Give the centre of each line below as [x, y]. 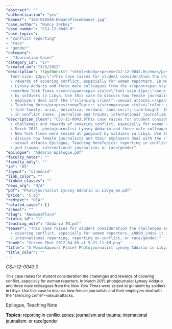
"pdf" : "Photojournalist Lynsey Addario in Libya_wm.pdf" [69, 191]
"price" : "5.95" [23, 195]
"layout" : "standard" [29, 172]
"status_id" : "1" [24, 219]
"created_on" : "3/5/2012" [33, 67]
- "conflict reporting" [31, 39]
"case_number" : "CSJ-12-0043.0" [40, 29]
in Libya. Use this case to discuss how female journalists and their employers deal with [84, 291]
